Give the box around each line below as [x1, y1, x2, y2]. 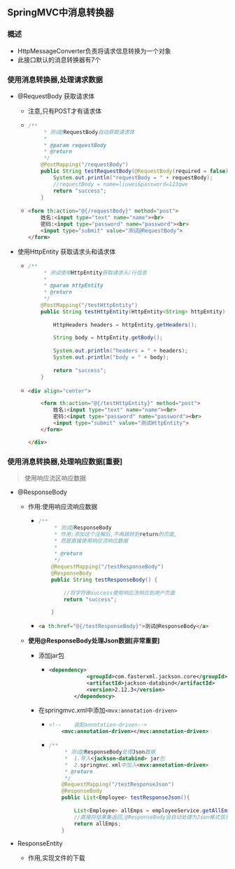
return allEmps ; [73, 820, 121, 827]
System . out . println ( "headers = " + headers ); [52, 348, 188, 355]
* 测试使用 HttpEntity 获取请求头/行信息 [43, 269, 148, 276]
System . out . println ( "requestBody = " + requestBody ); [52, 174, 213, 181]
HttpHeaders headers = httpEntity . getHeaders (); [52, 321, 198, 328]
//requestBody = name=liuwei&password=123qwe [52, 181, 188, 188]
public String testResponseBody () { [51, 576, 158, 583]
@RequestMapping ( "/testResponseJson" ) [61, 781, 175, 788]
